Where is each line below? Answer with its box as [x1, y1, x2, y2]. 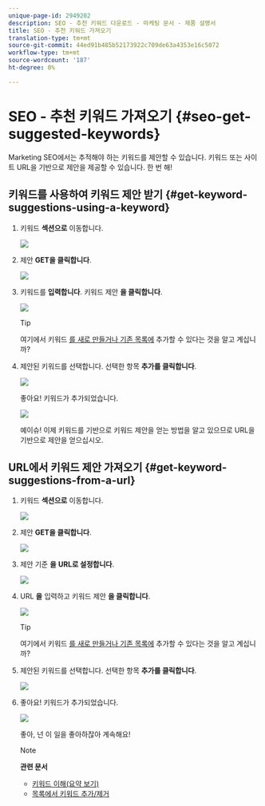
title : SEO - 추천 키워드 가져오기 [8, 26, 112, 34]
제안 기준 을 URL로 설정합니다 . [19, 559, 115, 569]
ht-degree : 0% [8, 64, 56, 72]
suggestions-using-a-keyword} [8, 201, 170, 215]
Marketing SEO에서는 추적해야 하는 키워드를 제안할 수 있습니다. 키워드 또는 [8, 152, 243, 162]
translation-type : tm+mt [8, 34, 91, 42]
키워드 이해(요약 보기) [31, 779, 100, 788]
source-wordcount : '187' [8, 57, 91, 65]
